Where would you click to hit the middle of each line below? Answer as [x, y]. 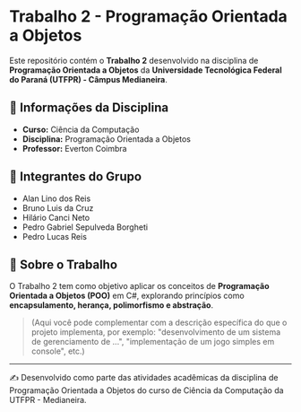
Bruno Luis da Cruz [58, 207]
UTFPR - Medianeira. [48, 400]
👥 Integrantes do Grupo [75, 177]
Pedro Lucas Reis [55, 236]
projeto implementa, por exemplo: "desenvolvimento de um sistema [156, 332]
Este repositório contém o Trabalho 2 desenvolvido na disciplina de [134, 60]
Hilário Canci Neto [56, 217]
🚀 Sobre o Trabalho [64, 264]
